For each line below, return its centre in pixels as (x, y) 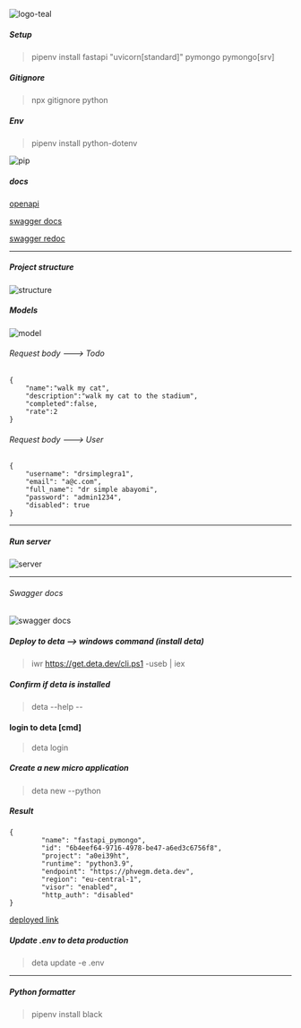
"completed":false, (62, 404)
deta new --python (66, 790)
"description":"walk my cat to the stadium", (112, 396)
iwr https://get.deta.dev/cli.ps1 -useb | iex (108, 664)
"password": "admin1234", (74, 497)
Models (24, 310)
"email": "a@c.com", (64, 482)
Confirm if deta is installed (60, 684)
